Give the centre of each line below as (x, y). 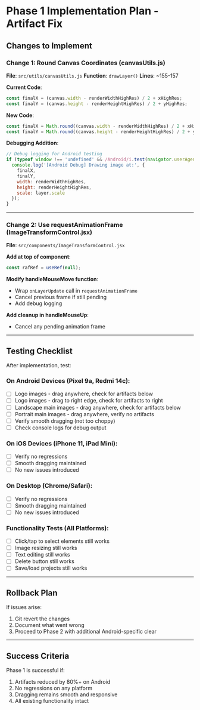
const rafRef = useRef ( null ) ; (44, 268)
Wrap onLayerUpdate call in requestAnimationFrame (76, 291)
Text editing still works (42, 555)
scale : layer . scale (41, 193)
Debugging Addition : (32, 143)
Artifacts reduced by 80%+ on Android (62, 681)
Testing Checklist (39, 351)
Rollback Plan (32, 593)
